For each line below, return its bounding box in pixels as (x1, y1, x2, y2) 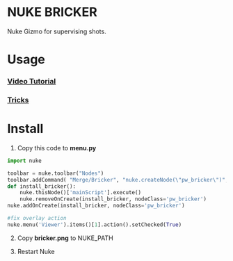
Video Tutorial (7, 77, 56, 86)
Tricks (7, 95, 29, 104)
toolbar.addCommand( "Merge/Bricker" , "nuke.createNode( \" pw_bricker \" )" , (7, 176, 229, 183)
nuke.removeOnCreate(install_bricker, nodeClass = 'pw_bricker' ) (19, 196, 207, 203)
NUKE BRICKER (7, 4, 97, 20)
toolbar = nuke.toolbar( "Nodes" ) (7, 170, 104, 177)
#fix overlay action (7, 215, 67, 222)
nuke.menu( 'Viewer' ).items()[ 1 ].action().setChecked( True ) (7, 221, 182, 228)
